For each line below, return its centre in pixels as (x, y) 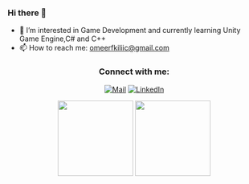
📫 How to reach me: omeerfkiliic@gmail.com (94, 48)
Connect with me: (134, 72)
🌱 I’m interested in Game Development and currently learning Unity (130, 31)
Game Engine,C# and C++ (62, 39)
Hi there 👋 (27, 13)
